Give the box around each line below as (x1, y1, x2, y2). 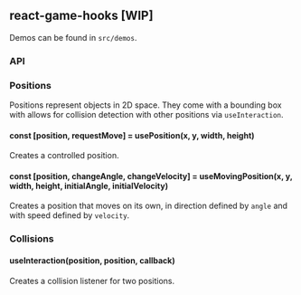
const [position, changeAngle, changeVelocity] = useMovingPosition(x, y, (9, 170, 293, 181)
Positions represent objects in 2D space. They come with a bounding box (9, 100, 282, 110)
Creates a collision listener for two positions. (9, 275, 175, 286)
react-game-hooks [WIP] (9, 8, 154, 24)
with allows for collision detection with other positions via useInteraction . (9, 109, 284, 120)
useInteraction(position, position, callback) (9, 254, 175, 266)
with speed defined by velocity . (9, 210, 130, 221)
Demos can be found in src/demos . (9, 32, 137, 43)
